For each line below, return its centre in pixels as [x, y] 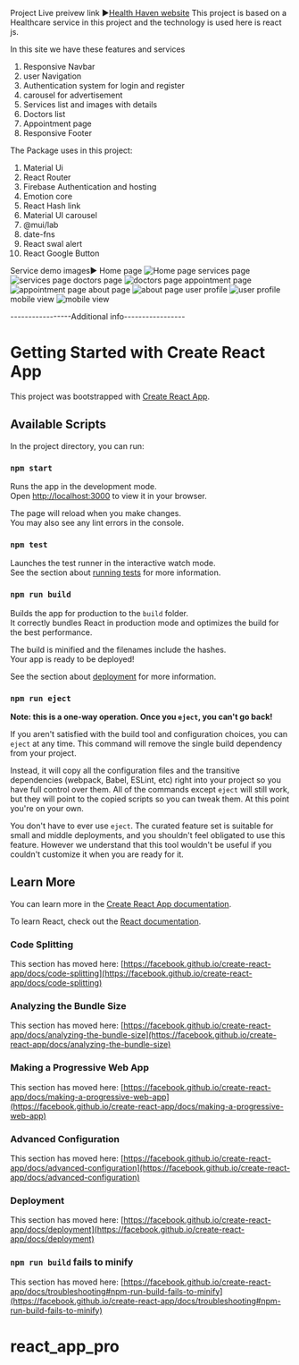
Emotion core [48, 196]
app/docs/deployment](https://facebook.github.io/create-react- [127, 1230]
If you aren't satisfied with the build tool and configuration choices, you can [149, 733]
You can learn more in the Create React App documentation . [121, 903]
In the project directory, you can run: [77, 445]
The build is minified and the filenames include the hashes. [118, 649]
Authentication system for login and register [104, 85]
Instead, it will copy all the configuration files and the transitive [125, 770]
